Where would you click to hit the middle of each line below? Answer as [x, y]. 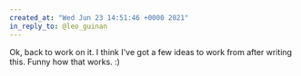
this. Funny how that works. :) [65, 62]
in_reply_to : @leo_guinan [58, 26]
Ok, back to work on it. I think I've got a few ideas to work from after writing [151, 52]
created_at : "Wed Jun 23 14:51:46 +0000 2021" [99, 18]
